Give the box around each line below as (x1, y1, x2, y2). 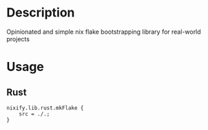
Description (6, 5, 75, 21)
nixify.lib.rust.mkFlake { (6, 105, 84, 111)
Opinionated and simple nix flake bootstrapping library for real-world (6, 28, 201, 36)
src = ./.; (19, 110, 50, 118)
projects (6, 34, 30, 43)
